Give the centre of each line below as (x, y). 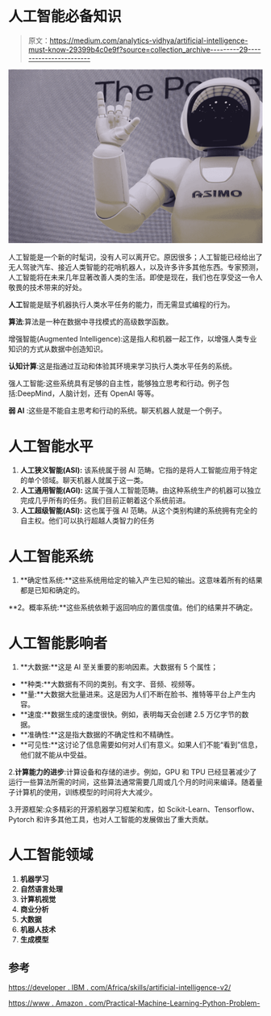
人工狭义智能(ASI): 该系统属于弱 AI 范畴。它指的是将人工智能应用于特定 (139, 470)
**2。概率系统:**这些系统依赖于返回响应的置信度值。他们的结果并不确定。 (133, 607)
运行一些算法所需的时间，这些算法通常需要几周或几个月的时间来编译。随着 (132, 782)
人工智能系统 (51, 556)
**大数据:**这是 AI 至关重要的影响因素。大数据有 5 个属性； (119, 667)
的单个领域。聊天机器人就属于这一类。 (83, 481)
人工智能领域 (51, 855)
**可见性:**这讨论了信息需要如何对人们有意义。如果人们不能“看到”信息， (141, 745)
